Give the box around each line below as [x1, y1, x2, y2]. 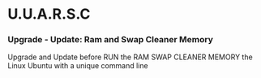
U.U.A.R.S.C [7, 5, 91, 24]
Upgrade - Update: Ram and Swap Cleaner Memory [7, 34, 214, 45]
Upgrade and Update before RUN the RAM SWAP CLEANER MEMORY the [7, 52, 253, 62]
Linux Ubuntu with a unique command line [7, 61, 148, 71]
